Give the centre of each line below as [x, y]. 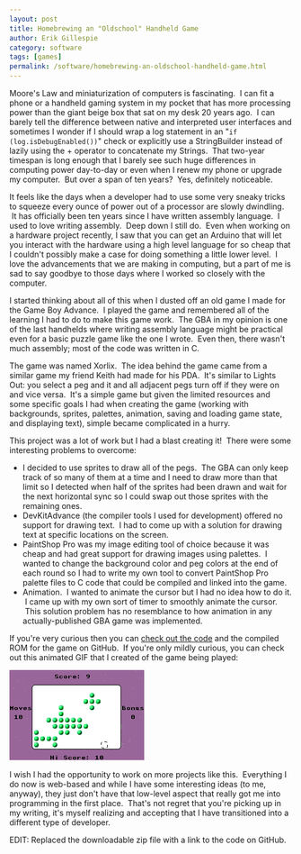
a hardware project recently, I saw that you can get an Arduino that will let [146, 235]
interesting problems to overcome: [73, 450]
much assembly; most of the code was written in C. [105, 348]
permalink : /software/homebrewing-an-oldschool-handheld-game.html [138, 67]
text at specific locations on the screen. [95, 535]
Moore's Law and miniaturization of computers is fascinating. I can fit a [142, 93]
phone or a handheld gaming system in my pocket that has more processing [150, 103]
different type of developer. [60, 822]
